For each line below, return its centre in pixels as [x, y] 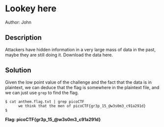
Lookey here [31, 9]
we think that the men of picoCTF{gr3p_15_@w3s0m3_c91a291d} [82, 106]
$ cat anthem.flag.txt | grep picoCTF [45, 101]
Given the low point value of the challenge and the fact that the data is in [79, 82]
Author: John [18, 22]
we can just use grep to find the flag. [42, 93]
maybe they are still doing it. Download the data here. [59, 55]
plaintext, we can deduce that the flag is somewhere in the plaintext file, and [82, 87]
